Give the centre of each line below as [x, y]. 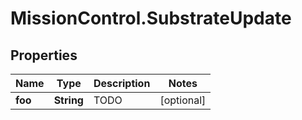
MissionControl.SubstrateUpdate [151, 18]
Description [122, 83]
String [68, 100]
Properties [44, 55]
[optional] [183, 100]
